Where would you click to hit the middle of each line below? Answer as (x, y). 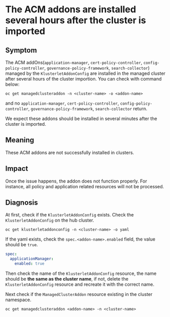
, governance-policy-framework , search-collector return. (88, 108)
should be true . (22, 245)
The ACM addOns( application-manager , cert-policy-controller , (74, 62)
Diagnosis (22, 203)
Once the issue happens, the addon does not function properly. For (76, 181)
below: (12, 84)
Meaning (20, 140)
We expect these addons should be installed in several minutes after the (81, 118)
